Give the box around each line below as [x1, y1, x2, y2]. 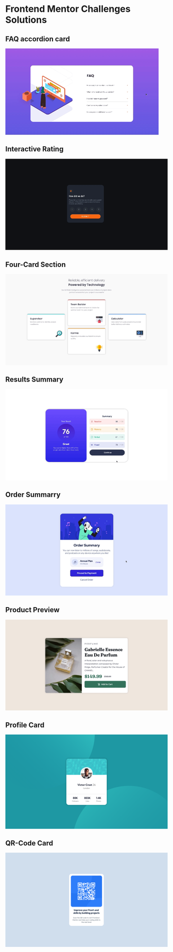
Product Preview [5, 605, 60, 614]
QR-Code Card [5, 839, 54, 847]
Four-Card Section [5, 260, 66, 269]
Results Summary [5, 375, 64, 384]
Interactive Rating [5, 145, 64, 153]
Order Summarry [5, 490, 61, 499]
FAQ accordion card [5, 34, 71, 43]
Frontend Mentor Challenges [5, 3, 131, 15]
